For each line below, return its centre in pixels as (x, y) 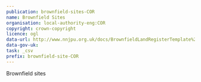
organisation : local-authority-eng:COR (56, 23)
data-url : (19, 40)
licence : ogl (22, 34)
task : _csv (20, 51)
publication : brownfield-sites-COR (51, 12)
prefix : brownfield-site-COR (42, 56)
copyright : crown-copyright (41, 28)
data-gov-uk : (22, 45)
